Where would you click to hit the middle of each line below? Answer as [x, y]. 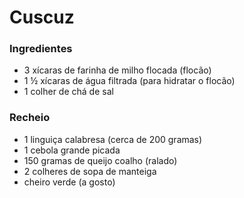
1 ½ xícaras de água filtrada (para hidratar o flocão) [129, 81]
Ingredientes [41, 49]
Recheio [30, 118]
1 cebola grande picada [72, 150]
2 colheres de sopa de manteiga [90, 171]
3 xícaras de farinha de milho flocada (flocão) [117, 70]
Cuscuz [42, 17]
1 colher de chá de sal [68, 92]
